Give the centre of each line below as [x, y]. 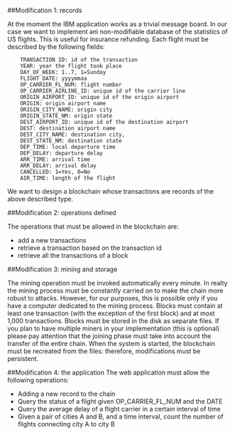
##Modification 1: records [45, 10]
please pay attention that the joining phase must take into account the [109, 336]
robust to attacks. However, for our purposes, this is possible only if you [113, 298]
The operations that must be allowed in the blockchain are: [93, 226]
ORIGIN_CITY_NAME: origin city [66, 110]
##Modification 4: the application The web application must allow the [109, 372]
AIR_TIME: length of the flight [68, 178]
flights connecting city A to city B [66, 424]
